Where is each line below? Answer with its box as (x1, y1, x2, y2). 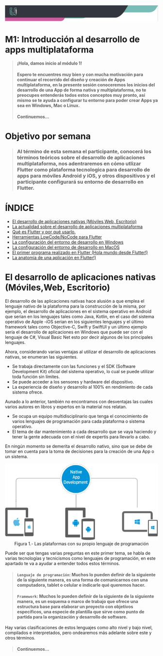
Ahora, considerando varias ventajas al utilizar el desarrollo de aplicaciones (5, 348, 156, 355)
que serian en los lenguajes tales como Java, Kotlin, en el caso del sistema (5, 313, 154, 319)
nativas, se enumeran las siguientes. (5, 354, 78, 360)
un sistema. (5, 453, 28, 459)
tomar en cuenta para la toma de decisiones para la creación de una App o (5, 448, 154, 454)
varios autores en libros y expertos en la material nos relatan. (5, 404, 127, 410)
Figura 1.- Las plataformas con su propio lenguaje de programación (14, 541, 149, 547)
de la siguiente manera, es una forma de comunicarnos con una (16, 577, 148, 583)
